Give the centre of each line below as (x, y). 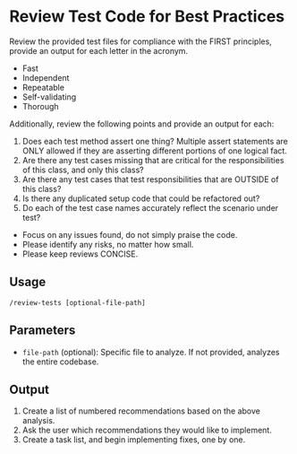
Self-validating (49, 97)
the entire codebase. (60, 362)
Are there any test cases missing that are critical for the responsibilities (153, 160)
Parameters (42, 331)
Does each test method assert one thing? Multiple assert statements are (155, 141)
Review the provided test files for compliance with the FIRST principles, (141, 41)
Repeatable (43, 87)
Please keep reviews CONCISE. (80, 254)
